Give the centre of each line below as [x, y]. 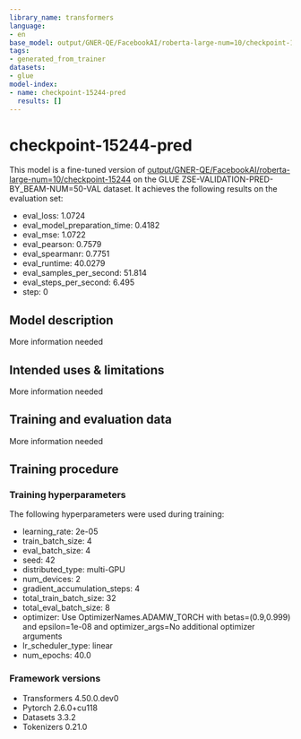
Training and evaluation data [90, 420]
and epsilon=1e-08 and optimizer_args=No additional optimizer [138, 627]
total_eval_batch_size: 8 [66, 608]
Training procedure [64, 470]
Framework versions [55, 679]
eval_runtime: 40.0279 [64, 263]
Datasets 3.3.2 [49, 717]
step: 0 [35, 292]
